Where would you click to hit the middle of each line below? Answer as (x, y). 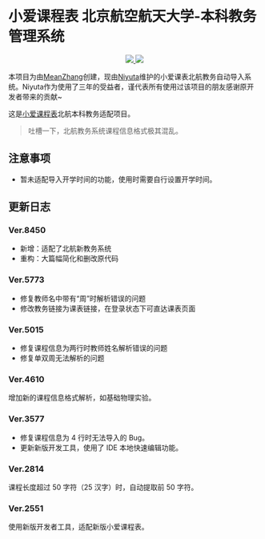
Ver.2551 (26, 508)
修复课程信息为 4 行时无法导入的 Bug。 (84, 437)
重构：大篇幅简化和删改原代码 (69, 259)
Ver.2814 (26, 469)
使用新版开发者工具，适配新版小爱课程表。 (78, 527)
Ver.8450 (27, 231)
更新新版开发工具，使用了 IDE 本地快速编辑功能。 (101, 447)
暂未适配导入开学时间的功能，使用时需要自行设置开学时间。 (118, 179)
